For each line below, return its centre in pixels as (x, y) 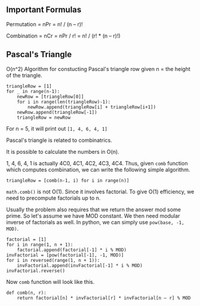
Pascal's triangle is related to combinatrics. (59, 140)
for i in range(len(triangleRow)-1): (64, 102)
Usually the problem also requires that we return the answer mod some (93, 209)
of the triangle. (24, 75)
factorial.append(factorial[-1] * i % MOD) (72, 250)
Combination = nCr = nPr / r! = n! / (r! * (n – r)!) (63, 36)
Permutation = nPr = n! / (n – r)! (44, 24)
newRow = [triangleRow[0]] (50, 97)
